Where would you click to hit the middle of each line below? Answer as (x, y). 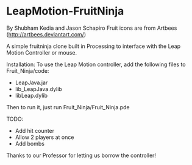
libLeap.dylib (31, 95)
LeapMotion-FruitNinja (65, 11)
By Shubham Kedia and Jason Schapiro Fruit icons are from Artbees (92, 28)
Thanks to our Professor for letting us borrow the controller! (81, 155)
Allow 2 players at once (44, 137)
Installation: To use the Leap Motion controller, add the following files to (96, 64)
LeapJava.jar (31, 82)
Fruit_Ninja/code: (28, 70)
